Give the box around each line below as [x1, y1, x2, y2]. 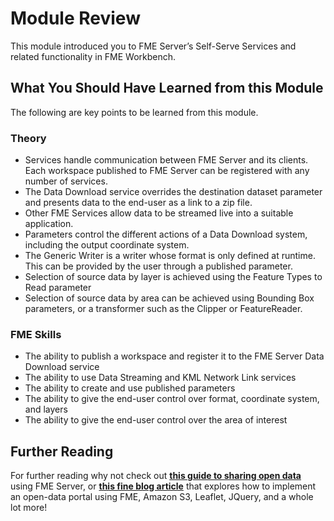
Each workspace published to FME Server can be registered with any [24, 165, 310, 177]
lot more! [10, 502, 48, 514]
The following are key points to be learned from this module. [10, 106, 259, 118]
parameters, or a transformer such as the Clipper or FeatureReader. [24, 303, 303, 315]
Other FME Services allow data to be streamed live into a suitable [24, 207, 294, 219]
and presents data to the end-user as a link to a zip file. [24, 197, 253, 209]
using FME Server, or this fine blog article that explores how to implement [10, 480, 317, 492]
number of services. [24, 175, 108, 187]
